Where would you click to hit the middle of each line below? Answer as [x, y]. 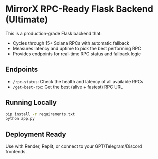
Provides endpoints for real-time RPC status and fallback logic [77, 54]
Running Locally [31, 103]
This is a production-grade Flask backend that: [53, 33]
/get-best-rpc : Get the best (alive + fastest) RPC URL [68, 87]
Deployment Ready [36, 134]
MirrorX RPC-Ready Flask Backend [80, 9]
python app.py [20, 119]
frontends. [16, 152]
